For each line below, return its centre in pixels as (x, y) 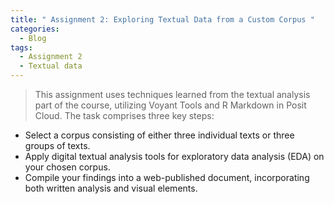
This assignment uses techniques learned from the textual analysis (172, 94)
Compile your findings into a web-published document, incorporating (167, 177)
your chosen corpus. (67, 167)
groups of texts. (57, 145)
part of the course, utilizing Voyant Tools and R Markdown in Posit (170, 105)
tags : (21, 47)
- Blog (33, 38)
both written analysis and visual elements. (111, 188)
